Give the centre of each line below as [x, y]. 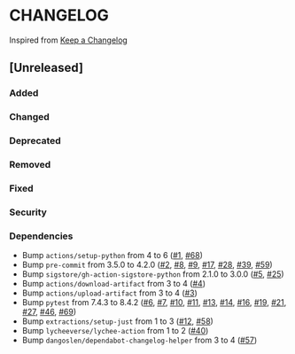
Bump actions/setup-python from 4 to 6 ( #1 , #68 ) [113, 256]
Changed [30, 117]
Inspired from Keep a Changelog [69, 40]
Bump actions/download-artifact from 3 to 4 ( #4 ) [114, 284]
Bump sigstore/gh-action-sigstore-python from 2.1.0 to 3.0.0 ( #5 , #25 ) [153, 274]
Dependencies [41, 236]
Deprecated [35, 141]
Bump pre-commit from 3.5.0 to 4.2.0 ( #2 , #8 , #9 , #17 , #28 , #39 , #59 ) [147, 265]
